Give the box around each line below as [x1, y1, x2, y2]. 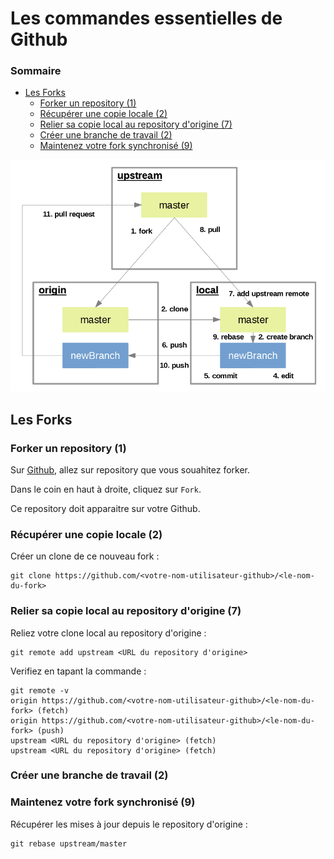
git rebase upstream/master [10, 838, 128, 849]
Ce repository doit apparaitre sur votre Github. [10, 502, 201, 514]
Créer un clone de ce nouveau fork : [10, 550, 160, 562]
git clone [10, 571, 52, 581]
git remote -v [10, 685, 70, 696]
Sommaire [10, 64, 62, 78]
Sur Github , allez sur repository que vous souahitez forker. [10, 463, 251, 476]
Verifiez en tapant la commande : [10, 665, 147, 677]
